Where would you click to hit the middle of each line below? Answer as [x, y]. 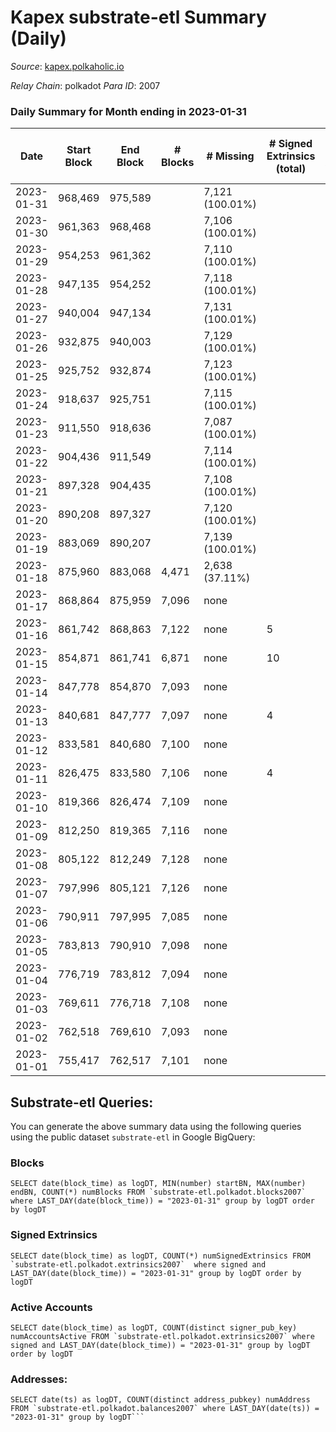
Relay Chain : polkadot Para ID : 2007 [85, 85]
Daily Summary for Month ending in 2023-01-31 [128, 111]
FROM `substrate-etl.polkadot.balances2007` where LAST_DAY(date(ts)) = [165, 1409]
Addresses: [39, 1379]
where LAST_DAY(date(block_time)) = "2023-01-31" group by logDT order [162, 1201]
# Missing [230, 156]
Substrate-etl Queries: [82, 1102]
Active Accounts [51, 1307]
